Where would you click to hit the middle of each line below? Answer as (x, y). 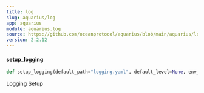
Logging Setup (25, 84)
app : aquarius (24, 23)
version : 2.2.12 (27, 40)
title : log (20, 12)
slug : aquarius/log (31, 18)
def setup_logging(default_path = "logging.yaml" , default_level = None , (96, 72)
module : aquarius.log (34, 29)
